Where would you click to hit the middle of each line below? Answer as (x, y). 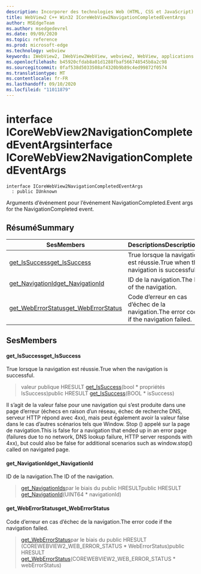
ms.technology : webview (36, 51)
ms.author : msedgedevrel (37, 28)
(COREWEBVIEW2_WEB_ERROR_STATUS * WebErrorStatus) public (102, 546)
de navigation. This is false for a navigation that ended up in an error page (97, 430)
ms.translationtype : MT (36, 73)
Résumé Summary (40, 228)
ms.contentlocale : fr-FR (37, 78)
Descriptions (147, 244)
